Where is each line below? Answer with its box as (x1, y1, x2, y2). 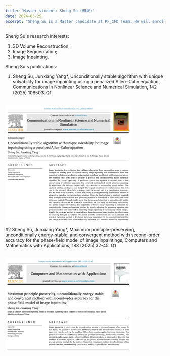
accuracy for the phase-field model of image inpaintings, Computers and (5, 237, 157, 243)
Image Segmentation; (12, 49, 58, 55)
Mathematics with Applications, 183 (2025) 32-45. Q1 (5, 242, 116, 248)
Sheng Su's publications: (5, 64, 57, 70)
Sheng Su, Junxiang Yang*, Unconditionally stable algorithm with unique (12, 73, 163, 79)
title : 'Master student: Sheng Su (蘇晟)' (5, 8, 95, 13)
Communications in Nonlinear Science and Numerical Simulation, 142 (12, 84, 157, 91)
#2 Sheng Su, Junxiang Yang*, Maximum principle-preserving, (5, 226, 136, 232)
